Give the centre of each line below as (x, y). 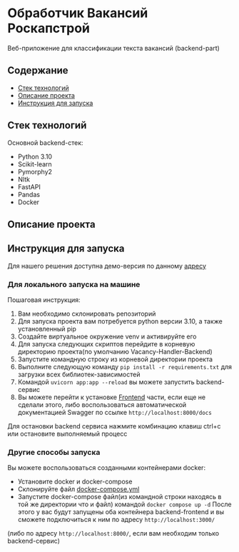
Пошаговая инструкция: (44, 300)
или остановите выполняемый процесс (67, 434)
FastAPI (29, 186)
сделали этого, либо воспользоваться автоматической (102, 405)
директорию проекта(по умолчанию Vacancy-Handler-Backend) (115, 352)
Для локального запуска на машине (74, 284)
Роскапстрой (49, 28)
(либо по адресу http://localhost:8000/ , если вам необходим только (113, 533)
